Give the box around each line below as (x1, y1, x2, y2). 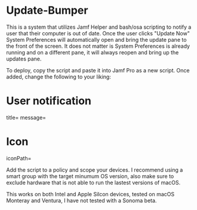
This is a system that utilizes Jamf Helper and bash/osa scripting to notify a (6, 23, 192, 31)
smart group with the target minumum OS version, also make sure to (6, 172, 174, 179)
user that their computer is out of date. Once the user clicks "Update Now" (6, 29, 190, 36)
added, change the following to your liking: (6, 73, 112, 80)
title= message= (6, 114, 47, 121)
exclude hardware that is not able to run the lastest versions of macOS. (6, 179, 181, 186)
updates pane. (6, 55, 42, 62)
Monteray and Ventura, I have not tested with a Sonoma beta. (6, 197, 157, 204)
